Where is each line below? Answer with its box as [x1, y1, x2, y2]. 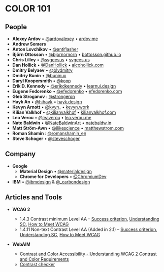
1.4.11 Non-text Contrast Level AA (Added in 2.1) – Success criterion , [19, 226, 158, 232]
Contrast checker [19, 261, 55, 267]
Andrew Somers [12, 41, 46, 47]
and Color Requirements [19, 256, 69, 262]
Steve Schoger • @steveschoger [12, 136, 80, 141]
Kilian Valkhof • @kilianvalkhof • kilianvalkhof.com [12, 109, 116, 115]
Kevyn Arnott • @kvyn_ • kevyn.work [12, 104, 90, 110]
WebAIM [12, 241, 31, 247]
